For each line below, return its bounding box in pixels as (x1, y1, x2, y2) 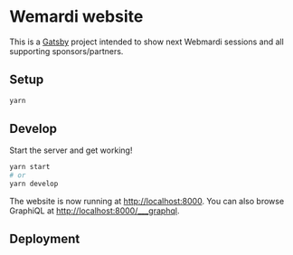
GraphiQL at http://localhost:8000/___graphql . (9, 205, 180, 216)
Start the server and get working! (9, 145, 133, 156)
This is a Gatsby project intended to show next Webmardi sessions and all (9, 36, 285, 47)
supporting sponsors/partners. (9, 45, 124, 56)
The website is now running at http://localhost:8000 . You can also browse (9, 196, 285, 207)
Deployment (9, 231, 80, 247)
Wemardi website (9, 6, 144, 27)
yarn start (9, 163, 51, 172)
